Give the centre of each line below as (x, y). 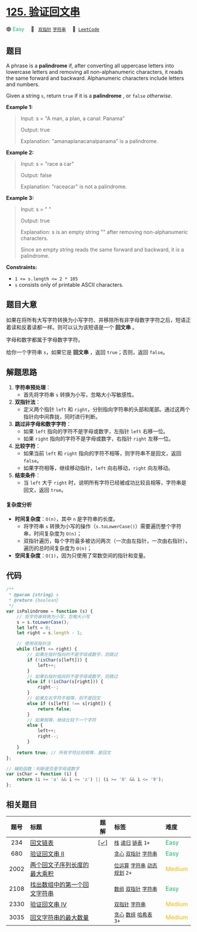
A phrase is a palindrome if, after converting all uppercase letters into (90, 66)
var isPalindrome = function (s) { (50, 611)
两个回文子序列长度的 (60, 865)
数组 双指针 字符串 (136, 889)
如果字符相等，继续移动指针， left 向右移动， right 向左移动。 (98, 468)
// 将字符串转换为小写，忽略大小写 (53, 617)
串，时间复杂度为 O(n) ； (52, 533)
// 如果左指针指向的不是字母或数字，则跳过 (73, 655)
